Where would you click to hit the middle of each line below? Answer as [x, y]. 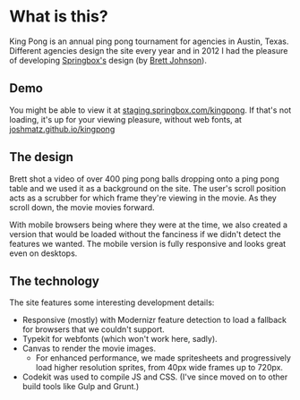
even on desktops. [43, 253]
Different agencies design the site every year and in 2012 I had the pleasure [149, 50]
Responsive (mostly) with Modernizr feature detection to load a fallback [154, 320]
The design [42, 157]
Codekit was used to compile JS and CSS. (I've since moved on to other [155, 377]
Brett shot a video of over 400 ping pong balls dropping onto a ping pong [144, 179]
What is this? [59, 17]
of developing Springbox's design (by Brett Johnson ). [108, 60]
